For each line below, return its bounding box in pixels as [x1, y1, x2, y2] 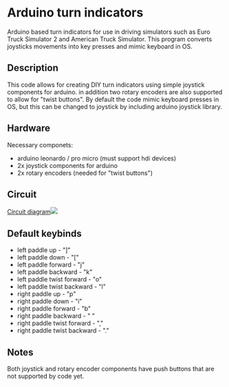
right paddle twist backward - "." [17, 326, 109, 335]
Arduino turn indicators [7, 5, 144, 21]
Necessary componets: [7, 140, 74, 149]
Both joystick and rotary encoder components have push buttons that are [7, 365, 215, 373]
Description [7, 62, 58, 74]
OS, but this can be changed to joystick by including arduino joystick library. [7, 102, 222, 111]
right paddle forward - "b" [17, 304, 91, 313]
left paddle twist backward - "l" [17, 282, 107, 291]
